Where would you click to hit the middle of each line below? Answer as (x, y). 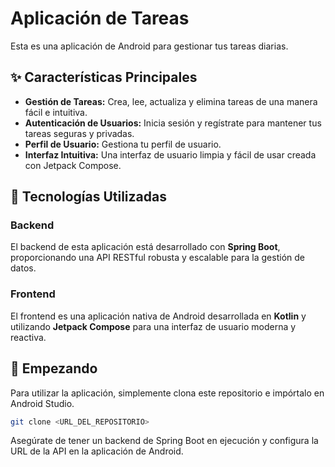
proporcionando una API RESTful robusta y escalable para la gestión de (157, 258)
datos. (23, 268)
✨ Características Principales (104, 77)
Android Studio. (42, 403)
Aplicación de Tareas (100, 18)
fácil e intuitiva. (56, 112)
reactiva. (28, 337)
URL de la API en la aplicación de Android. (97, 451)
